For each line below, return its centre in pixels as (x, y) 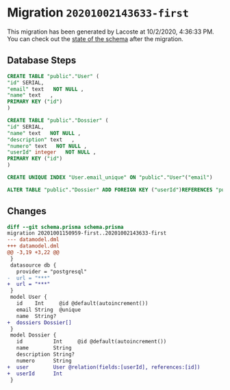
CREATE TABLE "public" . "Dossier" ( (58, 121)
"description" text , (41, 139)
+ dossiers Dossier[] (39, 322)
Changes (27, 211)
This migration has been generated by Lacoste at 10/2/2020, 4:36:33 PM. (111, 32)
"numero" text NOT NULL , (47, 146)
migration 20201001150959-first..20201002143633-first (87, 233)
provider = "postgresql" (52, 271)
